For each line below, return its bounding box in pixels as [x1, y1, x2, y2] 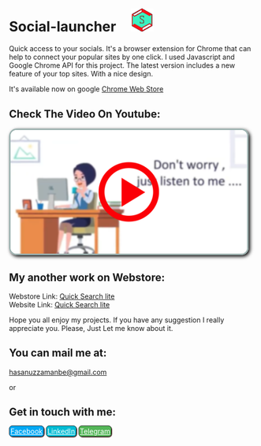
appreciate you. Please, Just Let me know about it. [9, 323, 173, 333]
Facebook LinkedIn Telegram [10, 426, 111, 436]
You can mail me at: [9, 347, 107, 360]
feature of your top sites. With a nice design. [9, 69, 153, 79]
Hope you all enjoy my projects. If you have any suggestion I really [9, 315, 225, 325]
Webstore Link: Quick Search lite [9, 292, 115, 301]
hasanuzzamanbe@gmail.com [9, 367, 107, 377]
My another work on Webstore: [9, 270, 165, 284]
